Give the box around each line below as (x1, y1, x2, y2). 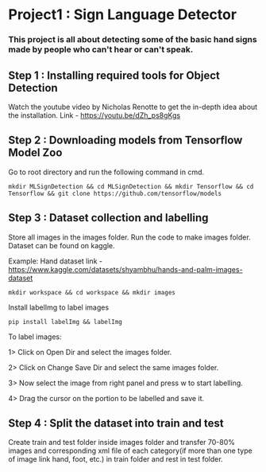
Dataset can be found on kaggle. (8, 240, 115, 250)
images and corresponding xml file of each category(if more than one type (8, 446, 253, 455)
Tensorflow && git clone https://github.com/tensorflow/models (8, 189, 222, 197)
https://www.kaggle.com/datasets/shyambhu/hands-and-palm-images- (8, 264, 244, 274)
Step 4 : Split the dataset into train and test (8, 416, 224, 430)
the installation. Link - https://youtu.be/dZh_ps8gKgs (8, 110, 181, 120)
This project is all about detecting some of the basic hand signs (8, 34, 257, 45)
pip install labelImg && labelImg (8, 318, 123, 326)
